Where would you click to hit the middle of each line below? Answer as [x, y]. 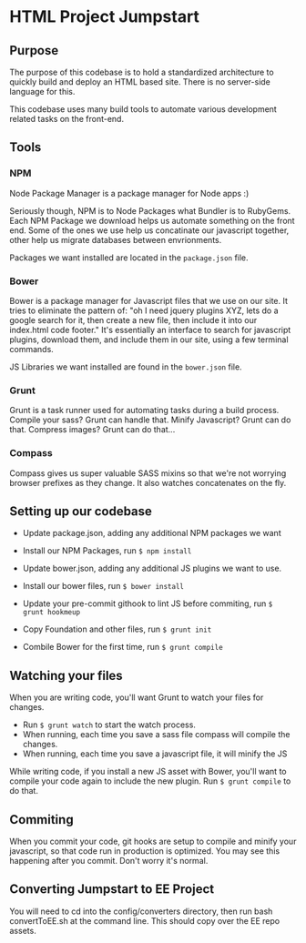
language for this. [42, 91]
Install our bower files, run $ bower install [103, 586]
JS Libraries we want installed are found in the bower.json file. [126, 367]
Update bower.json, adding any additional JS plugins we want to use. [152, 568]
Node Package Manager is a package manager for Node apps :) [129, 193]
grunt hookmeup [51, 613]
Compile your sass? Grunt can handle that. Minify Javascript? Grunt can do [150, 420]
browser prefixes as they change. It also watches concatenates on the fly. [148, 482]
